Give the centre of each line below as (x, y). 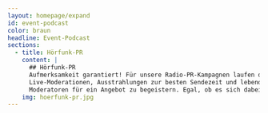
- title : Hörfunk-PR (49, 53)
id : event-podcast (38, 23)
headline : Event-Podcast (49, 38)
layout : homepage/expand (49, 16)
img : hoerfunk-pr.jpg (58, 97)
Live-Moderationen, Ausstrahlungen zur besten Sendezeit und (133, 82)
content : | (40, 60)
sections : (24, 45)
